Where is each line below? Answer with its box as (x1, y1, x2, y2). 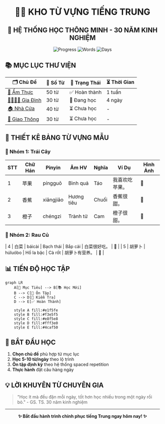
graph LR (5, 280, 23, 285)
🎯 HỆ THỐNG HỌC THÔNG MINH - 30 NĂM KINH (7, 26, 158, 34)
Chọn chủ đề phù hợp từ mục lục (12, 351, 80, 357)
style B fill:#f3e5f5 (14, 312, 58, 317)
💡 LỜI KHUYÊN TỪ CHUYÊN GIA (5, 381, 104, 389)
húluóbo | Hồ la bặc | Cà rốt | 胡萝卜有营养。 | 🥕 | (5, 249, 105, 255)
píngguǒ (42, 179, 62, 186)
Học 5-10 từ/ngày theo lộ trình (12, 356, 75, 362)
